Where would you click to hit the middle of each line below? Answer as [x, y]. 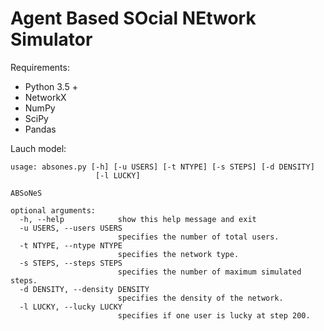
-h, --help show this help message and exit [138, 219]
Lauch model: [38, 148]
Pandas [40, 129]
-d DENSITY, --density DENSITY [84, 289]
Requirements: [40, 67]
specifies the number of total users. [198, 237]
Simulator [51, 39]
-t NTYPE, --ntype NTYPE [71, 245]
